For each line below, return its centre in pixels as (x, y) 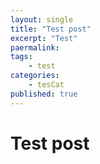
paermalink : (35, 47)
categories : (35, 76)
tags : (21, 57)
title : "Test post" (51, 29)
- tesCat (46, 85)
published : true (44, 94)
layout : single (42, 19)
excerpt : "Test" (44, 38)
